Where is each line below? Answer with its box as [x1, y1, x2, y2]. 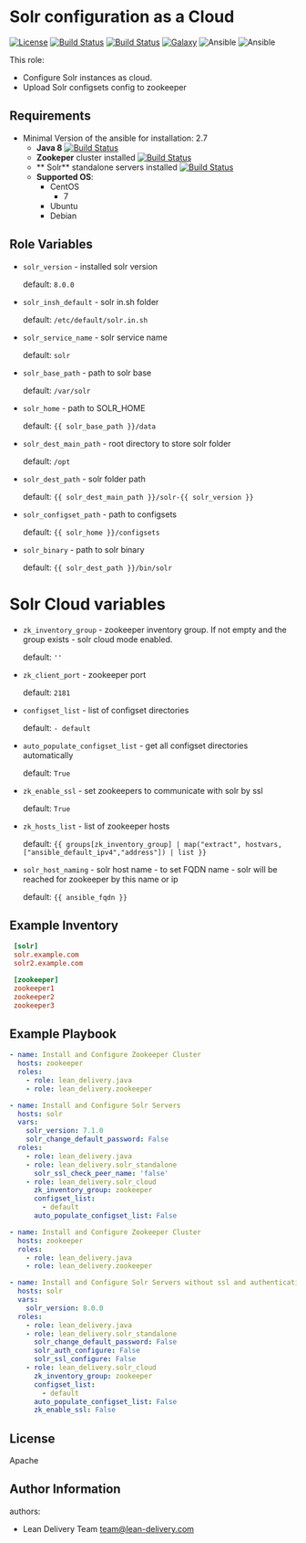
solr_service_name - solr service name [22, 332, 168, 343]
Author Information [9, 1482, 121, 1497]
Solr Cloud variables [9, 594, 167, 614]
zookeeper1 [13, 984, 55, 993]
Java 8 [36, 142, 63, 153]
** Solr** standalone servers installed [36, 162, 178, 173]
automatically [22, 749, 74, 760]
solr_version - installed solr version [22, 260, 158, 271]
